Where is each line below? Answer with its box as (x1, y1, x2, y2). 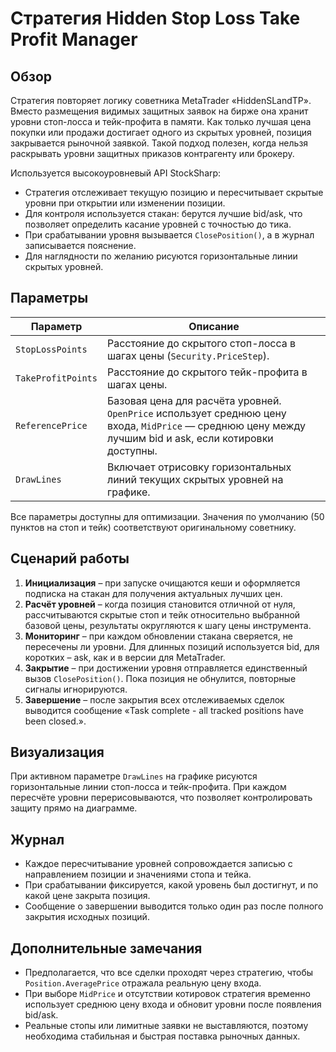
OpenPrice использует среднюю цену (106, 406, 287, 420)
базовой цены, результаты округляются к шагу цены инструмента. (24, 619, 312, 631)
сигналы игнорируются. (24, 683, 128, 695)
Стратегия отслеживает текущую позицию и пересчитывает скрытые (24, 187, 324, 198)
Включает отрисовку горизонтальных (106, 460, 292, 474)
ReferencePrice (15, 420, 88, 431)
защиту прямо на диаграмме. (10, 802, 138, 814)
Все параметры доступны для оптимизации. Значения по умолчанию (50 (10, 510, 325, 522)
